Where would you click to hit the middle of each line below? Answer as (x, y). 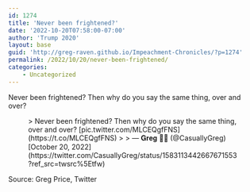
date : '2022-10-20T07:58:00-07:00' (67, 30)
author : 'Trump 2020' (44, 38)
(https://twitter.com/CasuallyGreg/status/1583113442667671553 (133, 155)
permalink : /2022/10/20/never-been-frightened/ (88, 60)
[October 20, (49, 147)
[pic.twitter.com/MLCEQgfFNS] (129, 129)
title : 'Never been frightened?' (63, 23)
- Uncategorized (50, 75)
